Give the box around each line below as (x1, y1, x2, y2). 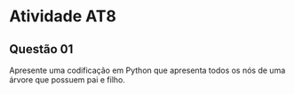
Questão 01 (9, 42, 74, 57)
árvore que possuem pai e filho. (9, 74, 126, 85)
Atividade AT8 (9, 6, 117, 27)
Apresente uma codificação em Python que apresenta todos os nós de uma (9, 65, 286, 75)
